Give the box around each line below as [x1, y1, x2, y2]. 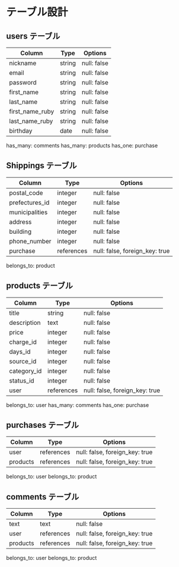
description [9, 318, 41, 327]
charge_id [9, 337, 37, 346]
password [9, 79, 37, 86]
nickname [9, 59, 37, 67]
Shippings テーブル [6, 161, 77, 171]
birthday [9, 127, 33, 134]
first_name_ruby [9, 108, 55, 115]
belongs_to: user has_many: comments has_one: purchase [6, 401, 149, 408]
